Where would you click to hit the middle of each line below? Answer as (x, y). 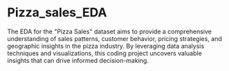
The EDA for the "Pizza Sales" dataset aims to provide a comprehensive (110, 31)
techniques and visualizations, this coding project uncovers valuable (104, 53)
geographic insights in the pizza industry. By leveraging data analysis (106, 46)
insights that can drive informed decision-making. (78, 60)
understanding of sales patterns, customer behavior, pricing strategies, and (115, 38)
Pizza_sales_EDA (57, 13)
